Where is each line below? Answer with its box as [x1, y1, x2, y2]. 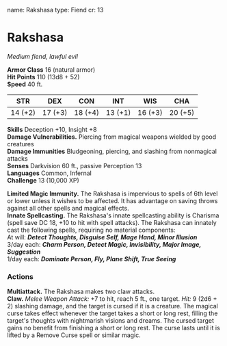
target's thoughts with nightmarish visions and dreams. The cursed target [7, 317, 214, 325]
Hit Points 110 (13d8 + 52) [7, 72, 80, 81]
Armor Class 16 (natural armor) [7, 65, 96, 74]
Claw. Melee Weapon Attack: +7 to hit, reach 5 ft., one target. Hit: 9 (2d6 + [7, 295, 217, 303]
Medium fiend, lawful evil [7, 52, 79, 60]
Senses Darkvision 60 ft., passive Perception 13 [7, 161, 142, 170]
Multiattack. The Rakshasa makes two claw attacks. [7, 287, 155, 296]
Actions [7, 271, 34, 281]
